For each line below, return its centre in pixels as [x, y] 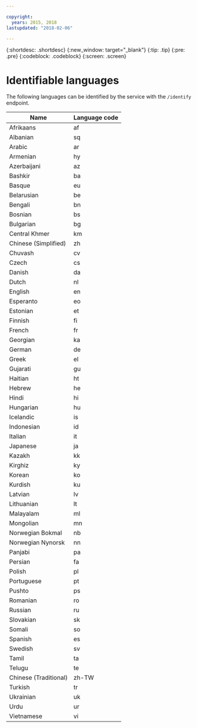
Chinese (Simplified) [38, 243]
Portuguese [26, 581]
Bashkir [20, 176]
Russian [20, 610]
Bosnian [20, 214]
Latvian [19, 495]
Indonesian [25, 427]
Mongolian [24, 523]
